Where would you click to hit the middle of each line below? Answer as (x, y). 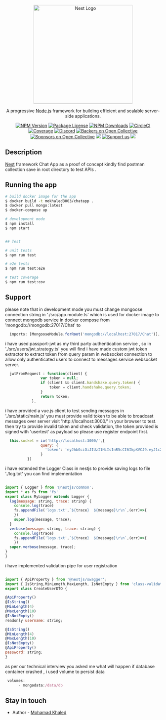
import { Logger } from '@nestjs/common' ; (49, 487)
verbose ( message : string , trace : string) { (55, 529)
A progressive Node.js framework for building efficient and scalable (75, 111)
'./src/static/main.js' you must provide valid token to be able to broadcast (79, 416)
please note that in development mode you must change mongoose (74, 309)
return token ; (55, 396)
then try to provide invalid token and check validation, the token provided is (82, 426)
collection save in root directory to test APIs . (51, 169)
